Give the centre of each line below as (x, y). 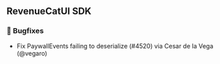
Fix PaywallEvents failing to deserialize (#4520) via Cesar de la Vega (115, 46)
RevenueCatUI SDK (49, 11)
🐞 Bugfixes (25, 31)
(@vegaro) (32, 53)
